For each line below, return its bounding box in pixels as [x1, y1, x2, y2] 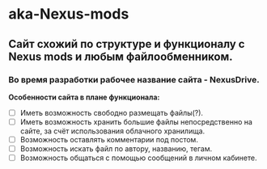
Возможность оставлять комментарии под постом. [19, 135, 198, 144]
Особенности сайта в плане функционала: [8, 92, 160, 102]
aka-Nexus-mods [8, 5, 129, 23]
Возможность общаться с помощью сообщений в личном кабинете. [19, 153, 257, 163]
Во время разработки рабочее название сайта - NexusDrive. [8, 74, 261, 85]
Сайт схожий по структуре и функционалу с [8, 37, 245, 51]
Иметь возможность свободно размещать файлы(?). [19, 108, 204, 117]
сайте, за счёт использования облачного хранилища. [19, 126, 206, 136]
